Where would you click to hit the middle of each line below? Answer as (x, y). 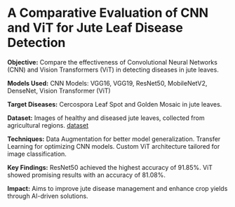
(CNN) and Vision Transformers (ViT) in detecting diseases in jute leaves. (113, 69)
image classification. (37, 154)
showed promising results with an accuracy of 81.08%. (87, 175)
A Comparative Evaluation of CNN (108, 13)
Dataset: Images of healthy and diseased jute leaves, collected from (106, 118)
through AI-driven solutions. (48, 196)
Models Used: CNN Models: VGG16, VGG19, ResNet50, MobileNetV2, (107, 83)
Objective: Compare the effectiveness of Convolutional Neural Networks (112, 62)
